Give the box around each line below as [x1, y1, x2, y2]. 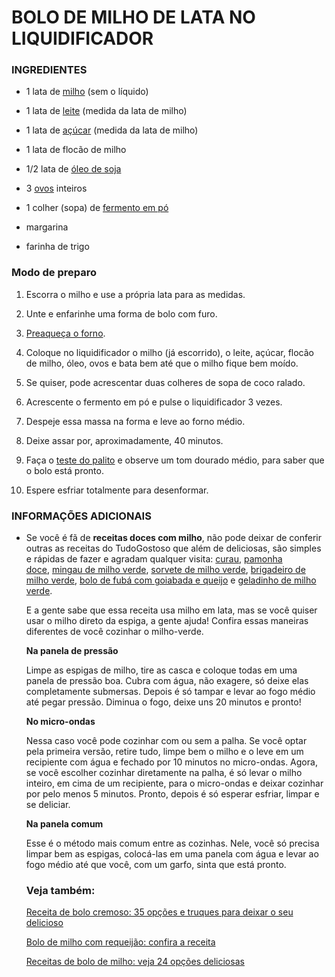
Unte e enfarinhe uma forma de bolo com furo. [25, 307, 218, 320]
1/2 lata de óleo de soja [25, 163, 122, 175]
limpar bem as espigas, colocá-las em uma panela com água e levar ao [25, 848, 319, 860]
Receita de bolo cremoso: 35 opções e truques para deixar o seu [25, 906, 294, 918]
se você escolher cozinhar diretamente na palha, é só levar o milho [25, 767, 303, 779]
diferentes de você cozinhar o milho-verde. [25, 626, 204, 638]
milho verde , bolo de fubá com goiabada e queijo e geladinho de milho [25, 574, 317, 586]
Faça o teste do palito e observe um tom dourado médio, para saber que [25, 454, 325, 466]
